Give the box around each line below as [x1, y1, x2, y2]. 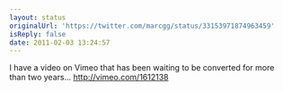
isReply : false [9, 29, 66, 38]
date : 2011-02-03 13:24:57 [9, 37, 111, 47]
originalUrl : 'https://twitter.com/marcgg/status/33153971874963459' [9, 21, 276, 30]
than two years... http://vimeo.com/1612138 [9, 72, 169, 83]
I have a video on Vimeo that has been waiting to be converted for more [9, 62, 275, 73]
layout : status [9, 12, 66, 22]
